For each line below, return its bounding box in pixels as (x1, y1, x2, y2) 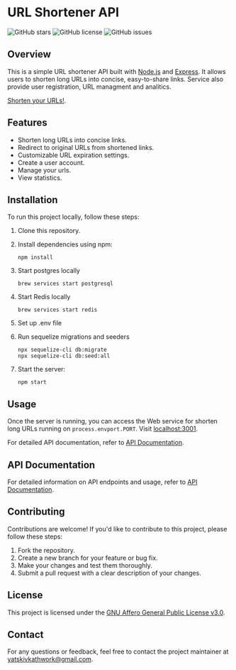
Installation (7, 193, 58, 206)
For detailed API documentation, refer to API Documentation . (7, 438, 184, 447)
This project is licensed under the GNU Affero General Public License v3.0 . (7, 608, 225, 617)
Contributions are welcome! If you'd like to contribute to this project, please (7, 524, 227, 533)
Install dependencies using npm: (17, 240, 113, 249)
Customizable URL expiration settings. (17, 151, 130, 159)
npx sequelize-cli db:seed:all (17, 352, 111, 360)
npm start (17, 379, 47, 386)
